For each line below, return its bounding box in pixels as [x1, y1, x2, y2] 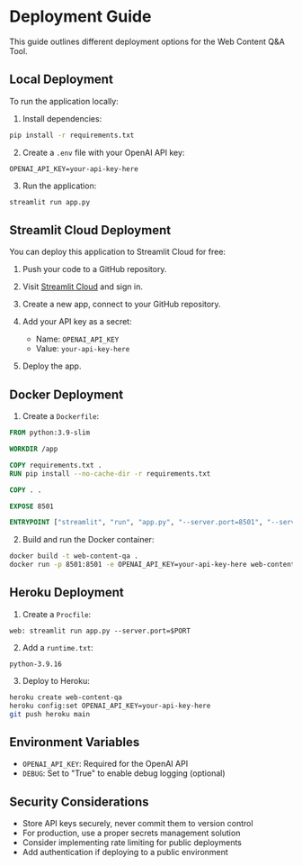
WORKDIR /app [9, 444, 58, 453]
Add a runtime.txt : [22, 642, 94, 652]
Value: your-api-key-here [35, 343, 130, 354]
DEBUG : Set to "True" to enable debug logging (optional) [22, 768, 226, 779]
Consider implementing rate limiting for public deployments [22, 837, 243, 848]
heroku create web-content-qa [9, 692, 123, 702]
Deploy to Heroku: [22, 675, 90, 686]
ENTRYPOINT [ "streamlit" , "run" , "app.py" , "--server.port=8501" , [9, 518, 263, 527]
